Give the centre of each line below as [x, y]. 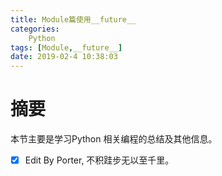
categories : [35, 29]
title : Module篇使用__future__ [73, 19]
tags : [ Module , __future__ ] [66, 47]
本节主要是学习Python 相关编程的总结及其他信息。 [114, 139]
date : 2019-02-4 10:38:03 [64, 57]
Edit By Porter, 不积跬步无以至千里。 [99, 160]
